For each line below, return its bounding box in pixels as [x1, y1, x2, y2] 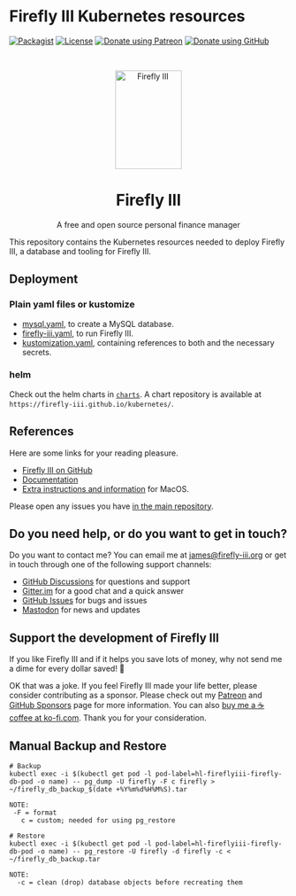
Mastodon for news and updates [21, 604, 140, 615]
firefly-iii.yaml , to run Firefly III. [21, 328, 134, 339]
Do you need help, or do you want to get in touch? [9, 526, 287, 541]
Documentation [21, 474, 79, 485]
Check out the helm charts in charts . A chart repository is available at [9, 388, 262, 400]
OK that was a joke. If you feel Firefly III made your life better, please [9, 681, 258, 691]
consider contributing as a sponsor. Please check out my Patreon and [9, 690, 262, 701]
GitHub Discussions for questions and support [21, 576, 191, 587]
